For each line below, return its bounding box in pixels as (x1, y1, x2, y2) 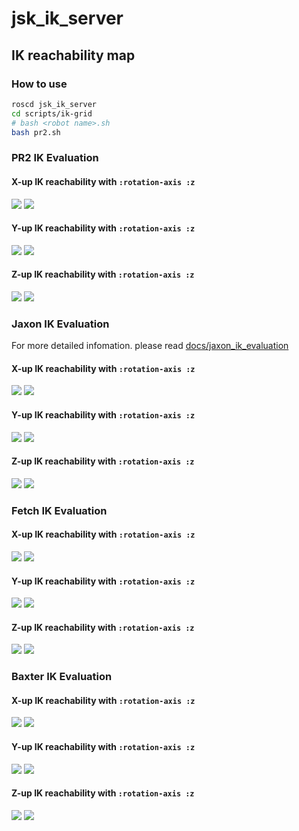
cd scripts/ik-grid (11, 108, 93, 119)
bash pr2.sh (11, 127, 61, 137)
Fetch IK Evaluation (11, 503, 108, 517)
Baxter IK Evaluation (11, 670, 113, 684)
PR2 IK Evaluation (11, 151, 99, 165)
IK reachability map (11, 47, 136, 64)
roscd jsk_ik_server (11, 99, 98, 109)
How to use (11, 77, 68, 91)
